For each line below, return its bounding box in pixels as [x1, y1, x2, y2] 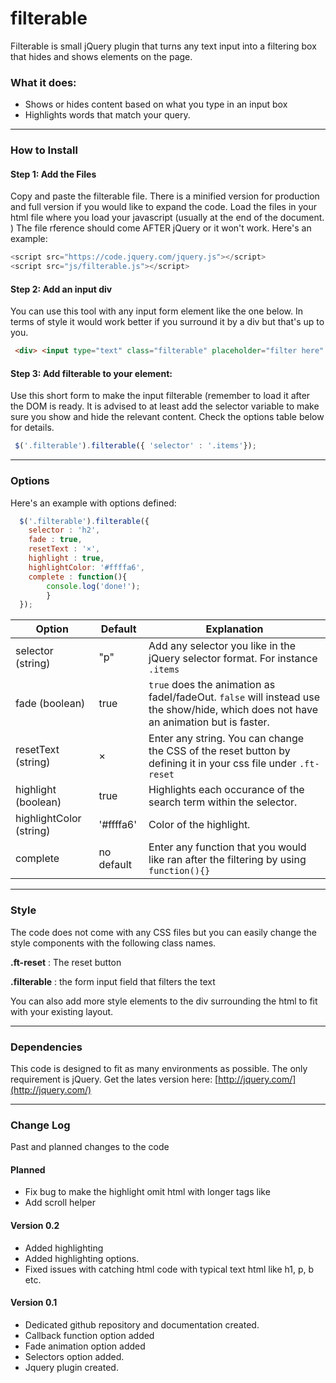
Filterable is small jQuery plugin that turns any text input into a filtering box [10, 40, 317, 52]
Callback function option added [24, 1329, 155, 1341]
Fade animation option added [24, 1340, 146, 1352]
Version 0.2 [10, 1220, 60, 1231]
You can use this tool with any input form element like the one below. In [10, 305, 304, 317]
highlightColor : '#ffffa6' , [28, 562, 145, 572]
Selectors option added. [24, 1350, 125, 1362]
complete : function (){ [28, 572, 128, 582]
